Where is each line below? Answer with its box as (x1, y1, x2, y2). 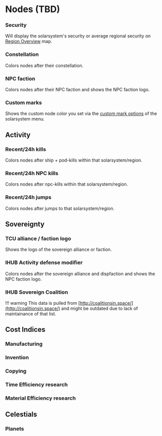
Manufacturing (5, 341, 43, 348)
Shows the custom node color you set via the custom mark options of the (5, 111, 157, 117)
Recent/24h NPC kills (5, 170, 59, 177)
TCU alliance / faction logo (5, 235, 71, 242)
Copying (5, 367, 27, 374)
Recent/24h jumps (5, 194, 52, 201)
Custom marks (5, 99, 42, 106)
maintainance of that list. (5, 310, 56, 316)
